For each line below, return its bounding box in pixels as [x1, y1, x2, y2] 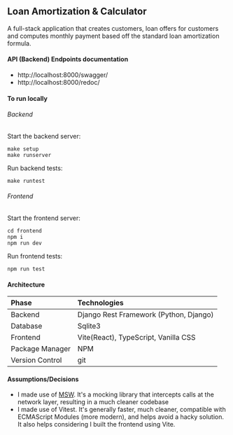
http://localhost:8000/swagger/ [17, 71, 108, 79]
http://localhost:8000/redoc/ [17, 78, 100, 87]
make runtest [7, 177, 45, 184]
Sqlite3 [77, 322, 101, 331]
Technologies [77, 298, 124, 308]
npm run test [7, 265, 45, 272]
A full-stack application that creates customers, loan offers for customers [7, 24, 219, 32]
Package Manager [10, 344, 71, 354]
